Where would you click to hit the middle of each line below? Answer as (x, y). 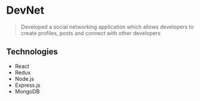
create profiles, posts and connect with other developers (91, 33)
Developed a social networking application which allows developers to (107, 27)
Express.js (27, 85)
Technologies (32, 52)
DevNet (25, 10)
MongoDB (27, 91)
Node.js (24, 78)
